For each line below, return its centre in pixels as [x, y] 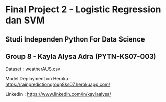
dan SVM [25, 20]
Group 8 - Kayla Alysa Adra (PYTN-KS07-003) [81, 57]
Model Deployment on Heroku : [38, 79]
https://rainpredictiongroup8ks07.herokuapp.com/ [58, 84]
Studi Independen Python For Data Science [75, 39]
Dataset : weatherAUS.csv [33, 69]
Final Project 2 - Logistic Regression [83, 9]
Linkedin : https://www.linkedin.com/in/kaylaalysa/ [58, 94]
